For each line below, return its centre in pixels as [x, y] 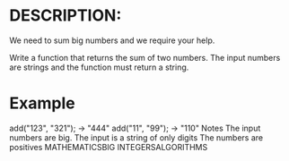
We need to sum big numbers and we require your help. [112, 40]
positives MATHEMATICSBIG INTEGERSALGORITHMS [109, 147]
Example [42, 103]
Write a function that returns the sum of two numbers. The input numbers [145, 57]
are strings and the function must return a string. [99, 67]
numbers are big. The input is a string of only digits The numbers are [136, 137]
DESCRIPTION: [66, 16]
